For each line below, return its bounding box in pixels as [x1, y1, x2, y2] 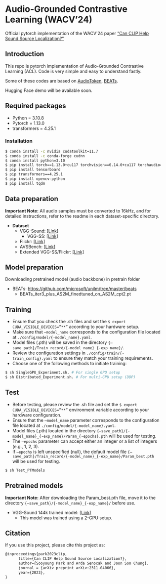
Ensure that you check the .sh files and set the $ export [12, 319, 126, 325]
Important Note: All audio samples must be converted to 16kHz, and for [5, 208, 151, 213]
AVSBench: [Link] [19, 244, 56, 250]
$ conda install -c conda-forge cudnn [5, 153, 85, 159]
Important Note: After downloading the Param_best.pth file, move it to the [5, 495, 156, 501]
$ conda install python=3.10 [5, 158, 65, 163]
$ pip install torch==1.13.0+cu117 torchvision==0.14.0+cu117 [5, 163, 136, 167]
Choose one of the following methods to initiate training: [12, 361, 127, 367]
